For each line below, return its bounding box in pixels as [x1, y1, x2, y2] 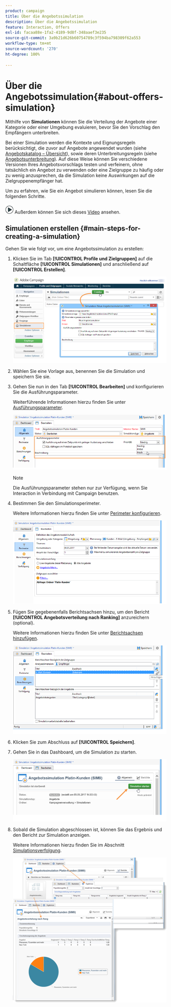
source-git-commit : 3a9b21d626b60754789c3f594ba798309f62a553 [5, 35, 141, 41]
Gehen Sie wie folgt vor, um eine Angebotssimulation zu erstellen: [5, 246, 144, 252]
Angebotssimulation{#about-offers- [5, 91, 164, 102]
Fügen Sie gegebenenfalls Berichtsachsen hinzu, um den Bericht [12, 609, 149, 615]
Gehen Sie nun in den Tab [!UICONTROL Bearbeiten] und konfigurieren [12, 384, 164, 390]
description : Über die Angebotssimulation [5, 19, 97, 24]
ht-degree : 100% [5, 51, 40, 57]
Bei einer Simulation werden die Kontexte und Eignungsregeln [5, 139, 136, 146]
